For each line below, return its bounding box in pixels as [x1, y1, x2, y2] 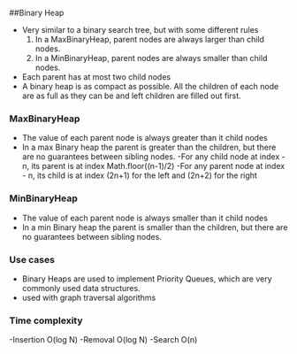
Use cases [9, 253, 56, 265]
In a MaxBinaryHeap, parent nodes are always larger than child [34, 35, 265, 44]
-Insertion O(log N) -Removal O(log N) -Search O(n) [9, 335, 198, 345]
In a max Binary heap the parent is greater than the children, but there [21, 142, 277, 153]
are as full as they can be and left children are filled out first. [21, 90, 241, 101]
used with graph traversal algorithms [21, 292, 156, 303]
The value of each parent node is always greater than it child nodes [21, 133, 268, 143]
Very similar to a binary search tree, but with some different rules [21, 25, 259, 35]
